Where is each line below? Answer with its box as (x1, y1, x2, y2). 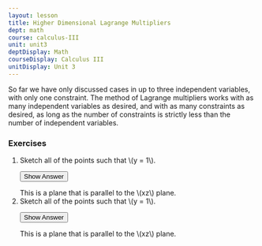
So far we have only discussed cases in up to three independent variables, (8, 84, 251, 94)
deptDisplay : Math (8, 48, 69, 56)
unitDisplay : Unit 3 (8, 63, 77, 71)
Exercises (8, 137, 47, 148)
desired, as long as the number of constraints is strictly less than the (8, 110, 231, 119)
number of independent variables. (8, 117, 119, 127)
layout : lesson (8, 11, 58, 20)
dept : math (8, 26, 44, 34)
